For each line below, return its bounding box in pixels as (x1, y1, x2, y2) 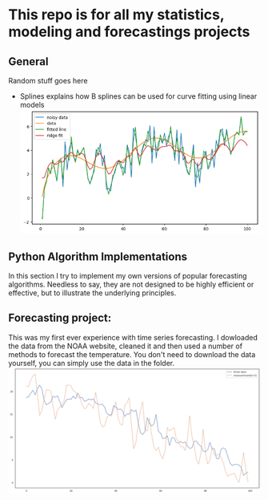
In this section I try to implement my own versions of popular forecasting (8, 270, 247, 280)
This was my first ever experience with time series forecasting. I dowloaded (8, 332, 258, 342)
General (8, 55, 50, 68)
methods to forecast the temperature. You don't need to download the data (8, 349, 256, 359)
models (19, 100, 45, 109)
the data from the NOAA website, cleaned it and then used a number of (8, 341, 242, 351)
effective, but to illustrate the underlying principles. (8, 287, 177, 298)
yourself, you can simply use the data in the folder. (8, 358, 175, 368)
